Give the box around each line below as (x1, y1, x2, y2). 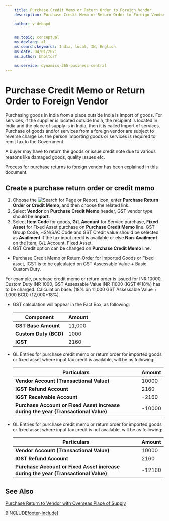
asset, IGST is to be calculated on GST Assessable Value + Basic (12, 260, 147, 267)
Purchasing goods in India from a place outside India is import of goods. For (5, 112, 162, 118)
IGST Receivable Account (15, 394, 78, 401)
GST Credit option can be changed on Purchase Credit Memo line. (12, 245, 151, 251)
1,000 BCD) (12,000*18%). (5, 292, 60, 298)
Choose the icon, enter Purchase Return (12, 197, 159, 203)
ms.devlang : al (14, 40, 46, 45)
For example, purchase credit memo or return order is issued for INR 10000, (5, 276, 162, 282)
